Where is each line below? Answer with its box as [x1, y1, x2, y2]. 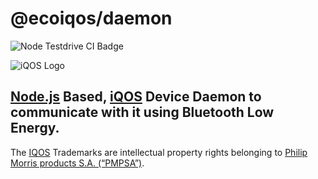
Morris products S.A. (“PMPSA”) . [10, 157, 145, 169]
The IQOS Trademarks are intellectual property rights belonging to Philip [10, 146, 308, 158]
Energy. [10, 120, 60, 137]
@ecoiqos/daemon [10, 7, 173, 30]
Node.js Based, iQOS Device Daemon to [10, 88, 262, 106]
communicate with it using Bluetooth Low [10, 104, 275, 121]
